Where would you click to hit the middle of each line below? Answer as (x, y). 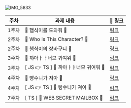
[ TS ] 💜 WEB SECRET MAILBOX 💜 (64, 98)
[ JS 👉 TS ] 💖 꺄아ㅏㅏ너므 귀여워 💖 (65, 67)
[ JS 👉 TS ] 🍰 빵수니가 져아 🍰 (58, 87)
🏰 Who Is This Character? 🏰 (56, 39)
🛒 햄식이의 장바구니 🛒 (48, 49)
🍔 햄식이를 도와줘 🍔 (46, 30)
